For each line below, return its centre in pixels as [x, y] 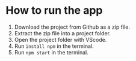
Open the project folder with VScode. [60, 39]
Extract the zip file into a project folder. [63, 33]
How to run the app [54, 10]
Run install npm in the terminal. [54, 46]
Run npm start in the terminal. [51, 52]
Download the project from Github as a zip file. [72, 27]
